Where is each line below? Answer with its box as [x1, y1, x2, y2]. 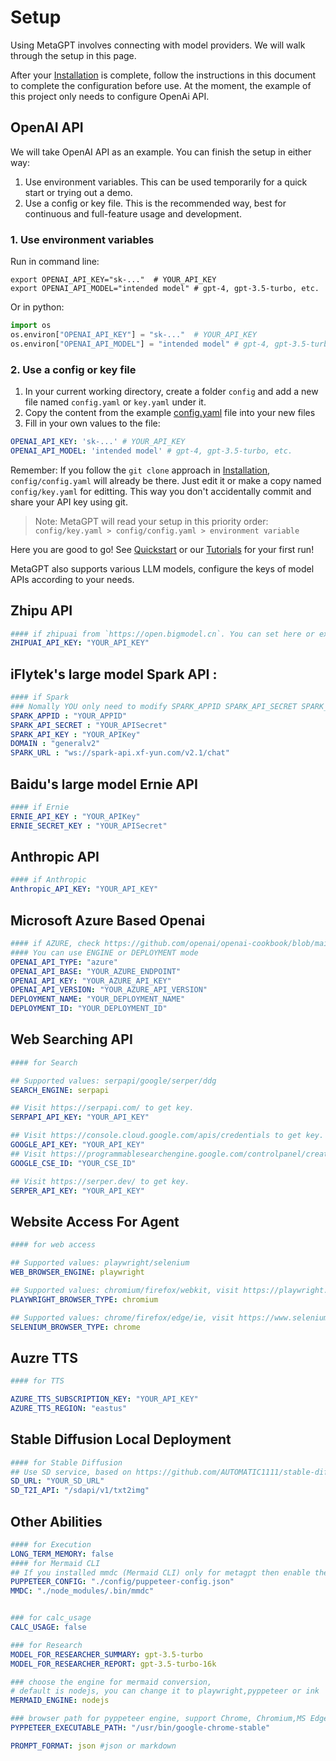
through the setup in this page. [10, 49, 137, 61]
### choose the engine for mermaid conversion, [10, 1677, 213, 1687]
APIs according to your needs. [10, 573, 135, 585]
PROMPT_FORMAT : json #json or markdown [10, 1741, 177, 1751]
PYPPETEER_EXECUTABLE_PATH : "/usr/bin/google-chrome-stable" [10, 1723, 271, 1733]
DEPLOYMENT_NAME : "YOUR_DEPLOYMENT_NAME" [10, 994, 186, 1005]
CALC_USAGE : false [10, 1622, 87, 1633]
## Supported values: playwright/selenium [10, 1258, 190, 1268]
